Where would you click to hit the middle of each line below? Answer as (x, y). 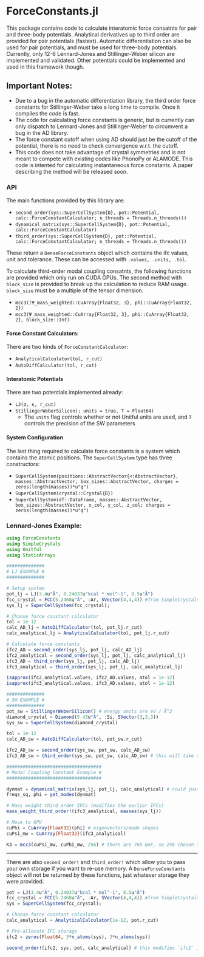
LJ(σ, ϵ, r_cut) (36, 405)
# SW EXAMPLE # (25, 700)
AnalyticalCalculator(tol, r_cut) (59, 359)
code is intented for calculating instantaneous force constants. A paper (104, 165)
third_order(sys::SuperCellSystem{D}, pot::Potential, (86, 236)
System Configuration (35, 437)
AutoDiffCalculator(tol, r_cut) (56, 366)
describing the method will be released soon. (72, 171)
